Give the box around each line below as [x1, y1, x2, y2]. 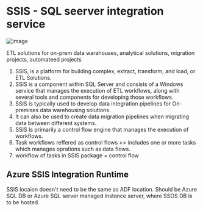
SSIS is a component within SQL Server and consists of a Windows [15, 80, 183, 88]
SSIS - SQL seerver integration [6, 4, 164, 18]
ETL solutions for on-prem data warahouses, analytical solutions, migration [6, 49, 195, 56]
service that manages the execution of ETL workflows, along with [15, 87, 180, 94]
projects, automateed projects [6, 55, 82, 63]
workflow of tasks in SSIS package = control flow [15, 151, 139, 159]
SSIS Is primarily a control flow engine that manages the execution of [15, 126, 189, 133]
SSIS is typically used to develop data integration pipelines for [15, 99, 171, 107]
